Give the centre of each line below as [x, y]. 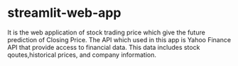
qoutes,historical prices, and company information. [82, 55]
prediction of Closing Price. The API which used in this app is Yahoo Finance [119, 39]
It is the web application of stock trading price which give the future [107, 32]
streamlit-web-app [64, 13]
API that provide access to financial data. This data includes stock [104, 47]
